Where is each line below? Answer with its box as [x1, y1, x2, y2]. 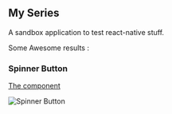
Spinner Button [8, 63, 68, 74]
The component [8, 81, 61, 91]
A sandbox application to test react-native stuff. [8, 27, 165, 37]
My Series [8, 6, 60, 20]
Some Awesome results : [8, 43, 90, 53]
